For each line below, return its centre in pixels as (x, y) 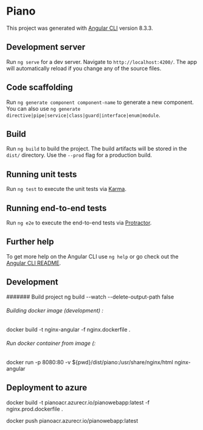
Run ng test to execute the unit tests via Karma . (66, 189)
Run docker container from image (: (51, 343)
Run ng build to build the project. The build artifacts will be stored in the (97, 149)
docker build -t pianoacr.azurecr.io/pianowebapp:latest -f (78, 402)
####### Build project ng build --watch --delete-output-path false (90, 297)
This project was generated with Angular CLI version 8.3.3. (80, 28)
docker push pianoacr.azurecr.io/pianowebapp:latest (72, 420)
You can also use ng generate (43, 108)
